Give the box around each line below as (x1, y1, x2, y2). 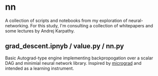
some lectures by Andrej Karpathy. (5, 28, 75, 34)
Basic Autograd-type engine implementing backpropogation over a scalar (5, 55, 153, 61)
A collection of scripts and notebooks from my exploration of (5, 18, 128, 23)
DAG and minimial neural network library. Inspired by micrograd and (5, 60, 142, 66)
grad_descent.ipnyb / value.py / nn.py (5, 42, 124, 50)
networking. (5, 22, 29, 28)
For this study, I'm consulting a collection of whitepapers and (30, 22, 153, 28)
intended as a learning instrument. (5, 65, 74, 71)
